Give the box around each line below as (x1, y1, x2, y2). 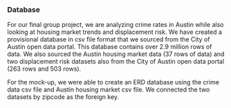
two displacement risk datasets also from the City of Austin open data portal (7, 57, 225, 66)
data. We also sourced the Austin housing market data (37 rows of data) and (7, 50, 225, 58)
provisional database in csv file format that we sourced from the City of (7, 35, 210, 44)
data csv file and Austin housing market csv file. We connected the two (7, 85, 210, 94)
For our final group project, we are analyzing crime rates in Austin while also (7, 21, 224, 29)
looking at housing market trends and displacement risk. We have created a (7, 28, 223, 36)
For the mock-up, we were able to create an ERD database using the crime (7, 78, 220, 87)
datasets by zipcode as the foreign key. (7, 93, 120, 101)
